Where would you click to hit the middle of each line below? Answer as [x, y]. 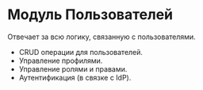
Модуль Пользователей [90, 15]
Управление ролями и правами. [73, 68]
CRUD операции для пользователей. [81, 52]
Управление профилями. [61, 61]
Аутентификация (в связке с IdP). [75, 77]
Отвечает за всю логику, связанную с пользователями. [101, 37]
